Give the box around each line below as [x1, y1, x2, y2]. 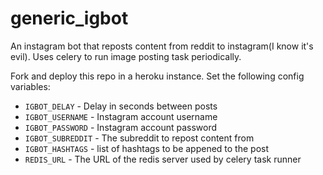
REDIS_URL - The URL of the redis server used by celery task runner [24, 153, 302, 165]
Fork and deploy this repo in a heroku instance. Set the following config [10, 70, 305, 82]
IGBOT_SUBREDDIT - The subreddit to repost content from [24, 132, 255, 144]
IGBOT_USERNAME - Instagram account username [24, 110, 218, 122]
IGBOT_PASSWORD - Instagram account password [24, 121, 218, 133]
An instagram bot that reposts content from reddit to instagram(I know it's [10, 40, 314, 52]
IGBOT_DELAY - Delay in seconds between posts [24, 100, 218, 112]
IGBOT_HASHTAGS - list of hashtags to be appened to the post [24, 142, 270, 154]
